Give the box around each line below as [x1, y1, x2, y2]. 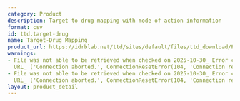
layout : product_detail [7, 83, 79, 90]
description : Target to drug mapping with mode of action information [7, 17, 222, 24]
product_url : [7, 43, 46, 51]
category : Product [7, 10, 62, 18]
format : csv [7, 23, 43, 31]
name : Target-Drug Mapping [7, 37, 88, 44]
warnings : [7, 51, 37, 58]
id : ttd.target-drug [7, 30, 69, 38]
